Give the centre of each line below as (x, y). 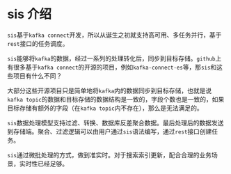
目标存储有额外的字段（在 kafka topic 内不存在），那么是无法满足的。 (105, 108)
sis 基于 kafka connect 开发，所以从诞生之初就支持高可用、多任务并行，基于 (114, 35)
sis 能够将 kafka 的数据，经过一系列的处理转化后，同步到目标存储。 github (111, 58)
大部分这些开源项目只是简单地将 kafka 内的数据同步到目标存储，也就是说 (110, 90)
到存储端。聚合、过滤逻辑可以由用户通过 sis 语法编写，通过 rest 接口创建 (110, 131)
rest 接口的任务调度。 (38, 43)
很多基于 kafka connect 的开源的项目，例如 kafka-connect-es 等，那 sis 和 (115, 67)
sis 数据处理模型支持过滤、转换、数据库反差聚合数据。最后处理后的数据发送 (115, 122)
